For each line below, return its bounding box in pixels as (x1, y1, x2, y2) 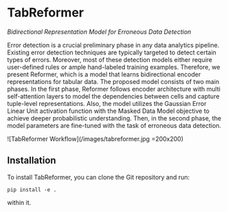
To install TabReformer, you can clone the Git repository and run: (7, 173, 190, 181)
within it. (7, 198, 32, 206)
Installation (7, 155, 56, 167)
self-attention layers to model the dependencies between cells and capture (7, 92, 220, 100)
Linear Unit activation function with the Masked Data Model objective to (7, 107, 209, 115)
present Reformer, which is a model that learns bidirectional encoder (7, 70, 201, 78)
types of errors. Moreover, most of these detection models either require (7, 55, 213, 63)
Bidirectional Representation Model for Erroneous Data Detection (7, 28, 192, 36)
